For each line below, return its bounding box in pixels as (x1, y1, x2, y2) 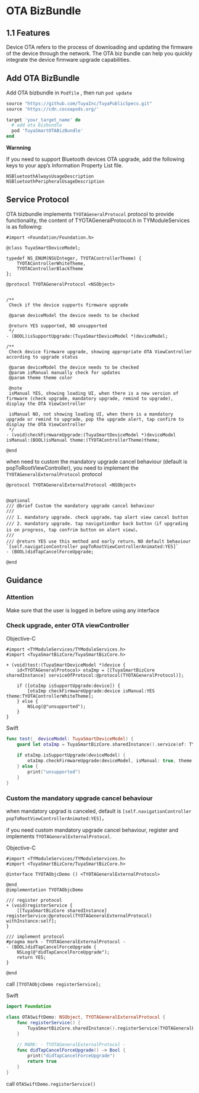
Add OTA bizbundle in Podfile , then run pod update (6, 89, 132, 96)
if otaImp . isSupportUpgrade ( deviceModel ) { (17, 752, 126, 758)
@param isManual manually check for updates (8, 369, 120, 375)
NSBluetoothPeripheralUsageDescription (6, 179, 105, 185)
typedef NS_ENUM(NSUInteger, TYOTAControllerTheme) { (6, 255, 142, 261)
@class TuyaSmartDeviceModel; (6, 245, 81, 251)
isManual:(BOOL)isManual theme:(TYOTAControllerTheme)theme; (6, 437, 161, 443)
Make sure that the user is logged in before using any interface (6, 607, 160, 614)
